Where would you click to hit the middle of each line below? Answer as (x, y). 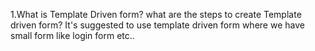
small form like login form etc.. (72, 35)
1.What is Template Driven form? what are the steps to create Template (156, 14)
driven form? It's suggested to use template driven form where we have (157, 25)
